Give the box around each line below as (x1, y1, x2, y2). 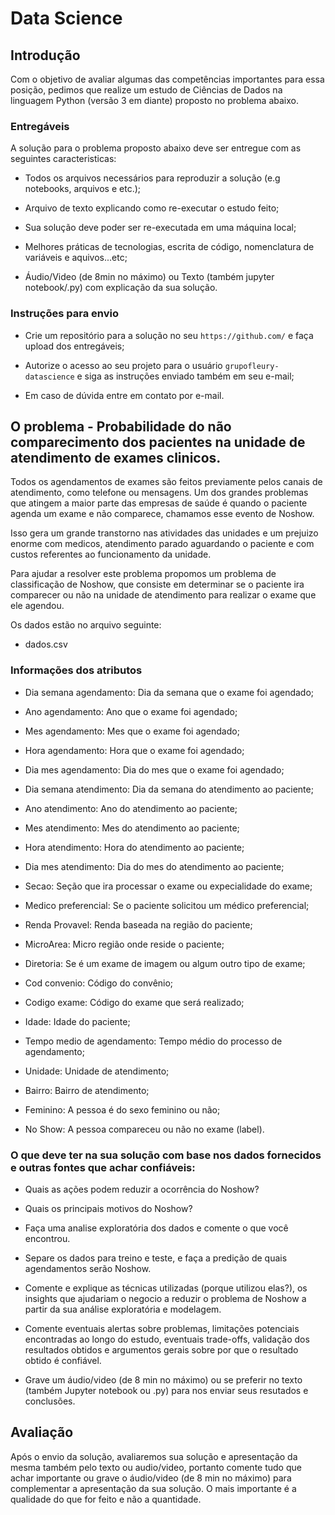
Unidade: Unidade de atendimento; (24, 1065, 170, 1077)
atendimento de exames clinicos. (10, 449, 222, 466)
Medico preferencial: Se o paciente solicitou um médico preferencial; (24, 899, 310, 911)
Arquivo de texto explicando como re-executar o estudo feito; (24, 202, 280, 214)
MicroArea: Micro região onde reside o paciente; (24, 938, 225, 950)
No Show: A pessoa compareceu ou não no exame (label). (24, 1123, 265, 1135)
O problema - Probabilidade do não (10, 418, 232, 435)
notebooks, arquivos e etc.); (24, 183, 141, 195)
